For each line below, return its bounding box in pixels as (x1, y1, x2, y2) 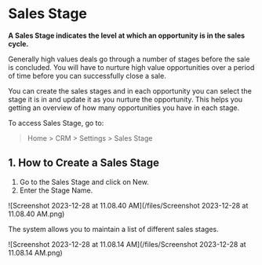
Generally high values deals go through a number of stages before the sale (8, 54, 250, 64)
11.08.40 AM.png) (8, 209, 65, 219)
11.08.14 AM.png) (8, 248, 63, 257)
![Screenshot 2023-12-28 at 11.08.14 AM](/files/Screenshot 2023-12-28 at (8, 239, 246, 248)
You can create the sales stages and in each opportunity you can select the (8, 86, 253, 95)
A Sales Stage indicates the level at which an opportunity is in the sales (8, 31, 246, 40)
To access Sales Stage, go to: (8, 118, 104, 127)
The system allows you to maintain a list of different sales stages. (8, 224, 220, 234)
